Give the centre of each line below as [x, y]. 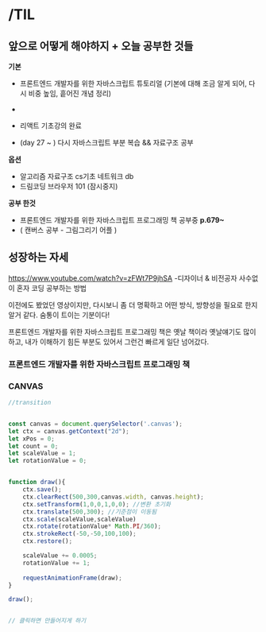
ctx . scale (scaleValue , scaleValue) [79, 519]
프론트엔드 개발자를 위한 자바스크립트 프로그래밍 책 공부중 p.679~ [122, 220]
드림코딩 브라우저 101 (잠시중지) [69, 186]
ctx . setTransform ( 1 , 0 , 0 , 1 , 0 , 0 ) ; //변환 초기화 [96, 504]
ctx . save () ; [42, 490]
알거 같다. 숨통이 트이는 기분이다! [59, 315]
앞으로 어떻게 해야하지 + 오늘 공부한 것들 [101, 46]
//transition [30, 403]
